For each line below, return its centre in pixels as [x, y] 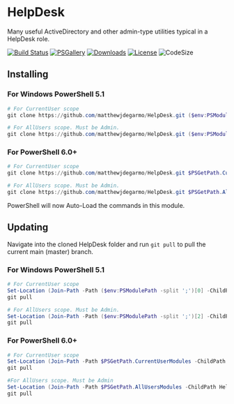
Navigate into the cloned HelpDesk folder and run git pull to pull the [107, 244]
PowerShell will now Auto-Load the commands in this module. [96, 205]
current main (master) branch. [50, 251]
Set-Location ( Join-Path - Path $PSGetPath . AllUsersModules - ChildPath [112, 387]
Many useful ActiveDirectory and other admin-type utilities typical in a [108, 31]
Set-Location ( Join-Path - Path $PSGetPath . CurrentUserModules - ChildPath [117, 361]
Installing [28, 74]
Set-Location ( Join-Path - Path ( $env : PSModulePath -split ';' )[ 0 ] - [109, 290]
